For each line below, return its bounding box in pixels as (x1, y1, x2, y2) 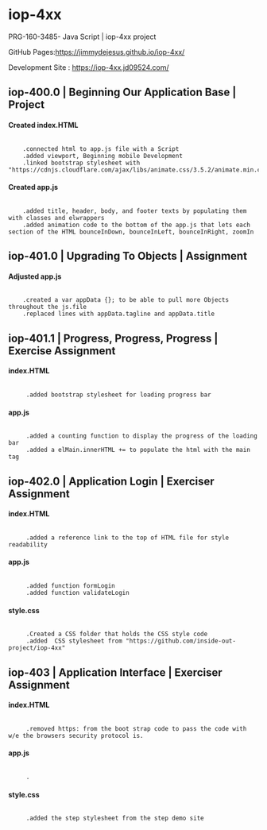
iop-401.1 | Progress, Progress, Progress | (8, 331, 219, 345)
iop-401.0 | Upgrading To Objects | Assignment (8, 249, 248, 263)
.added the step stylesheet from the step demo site (25, 814, 204, 823)
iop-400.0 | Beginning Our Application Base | (8, 86, 237, 99)
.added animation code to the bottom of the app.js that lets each (22, 221, 250, 229)
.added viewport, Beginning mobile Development (22, 152, 183, 160)
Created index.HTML (8, 120, 79, 129)
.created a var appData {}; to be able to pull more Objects (22, 296, 229, 304)
